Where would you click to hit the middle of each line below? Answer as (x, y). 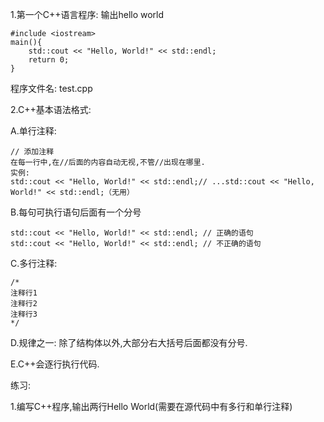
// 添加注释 (32, 152)
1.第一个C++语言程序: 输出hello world (87, 14)
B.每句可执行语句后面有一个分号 (76, 212)
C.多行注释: (34, 263)
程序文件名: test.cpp (51, 88)
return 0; (49, 60)
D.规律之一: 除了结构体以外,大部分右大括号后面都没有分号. (129, 342)
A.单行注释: (33, 131)
